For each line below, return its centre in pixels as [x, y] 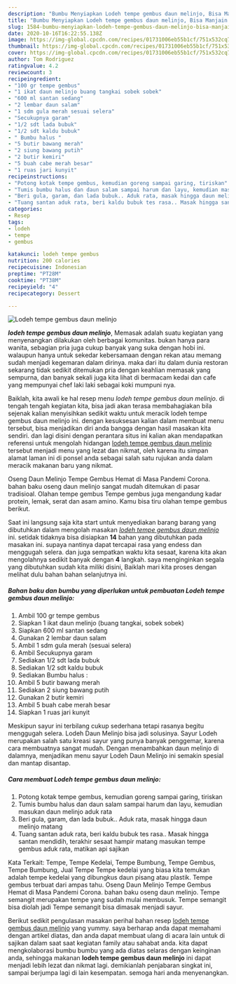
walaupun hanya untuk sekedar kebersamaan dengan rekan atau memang [115, 355]
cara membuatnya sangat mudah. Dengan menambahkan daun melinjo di [113, 748]
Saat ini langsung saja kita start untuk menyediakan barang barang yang [112, 522]
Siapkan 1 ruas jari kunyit [54, 712]
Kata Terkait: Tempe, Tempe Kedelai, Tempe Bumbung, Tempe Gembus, [112, 863]
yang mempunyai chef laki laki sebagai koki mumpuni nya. [92, 385]
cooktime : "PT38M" [35, 280]
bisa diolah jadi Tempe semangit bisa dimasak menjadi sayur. [96, 907]
